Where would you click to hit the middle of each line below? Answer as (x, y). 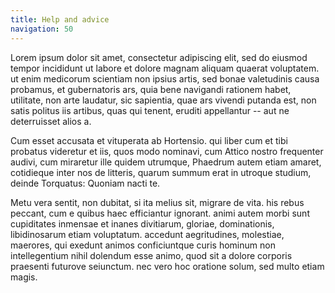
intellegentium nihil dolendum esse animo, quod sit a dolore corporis (151, 255)
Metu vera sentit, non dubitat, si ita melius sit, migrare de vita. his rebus (157, 202)
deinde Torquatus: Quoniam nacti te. (85, 183)
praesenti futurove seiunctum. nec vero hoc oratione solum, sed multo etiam (167, 266)
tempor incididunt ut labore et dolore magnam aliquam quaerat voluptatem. (165, 68)
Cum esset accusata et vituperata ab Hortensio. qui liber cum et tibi (149, 140)
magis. (24, 277)
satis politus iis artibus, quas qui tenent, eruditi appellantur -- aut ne (150, 110)
